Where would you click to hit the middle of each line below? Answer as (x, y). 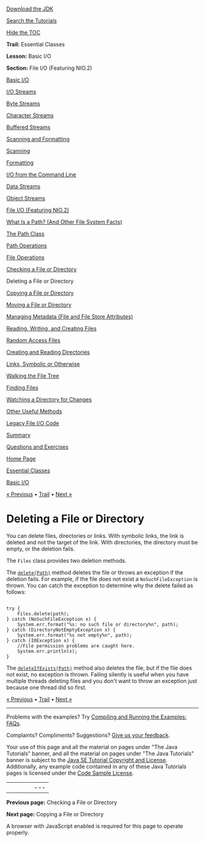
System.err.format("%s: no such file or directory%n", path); (98, 624)
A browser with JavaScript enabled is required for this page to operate (95, 826)
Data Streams (23, 186)
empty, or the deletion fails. (41, 549)
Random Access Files (34, 340)
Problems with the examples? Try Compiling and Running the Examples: (97, 717)
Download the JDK (30, 9)
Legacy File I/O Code (33, 423)
